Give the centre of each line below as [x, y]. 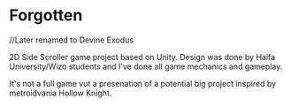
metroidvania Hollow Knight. [61, 93]
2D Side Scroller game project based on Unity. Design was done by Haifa [142, 57]
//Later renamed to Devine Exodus [72, 40]
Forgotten [46, 15]
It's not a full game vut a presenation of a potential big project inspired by [143, 83]
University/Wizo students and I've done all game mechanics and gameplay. [146, 66]
